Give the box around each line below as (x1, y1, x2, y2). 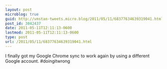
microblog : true (5, 12, 39, 17)
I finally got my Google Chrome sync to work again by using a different (5, 53, 150, 59)
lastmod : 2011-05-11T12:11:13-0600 (5, 30, 79, 35)
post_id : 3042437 (5, 21, 41, 26)
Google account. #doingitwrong (5, 58, 71, 64)
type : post (5, 35, 28, 40)
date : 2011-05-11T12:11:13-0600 (5, 26, 72, 31)
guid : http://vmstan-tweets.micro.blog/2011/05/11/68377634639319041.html (5, 16, 164, 21)
